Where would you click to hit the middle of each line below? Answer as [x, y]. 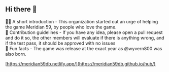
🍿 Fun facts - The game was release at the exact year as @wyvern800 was [84, 48]
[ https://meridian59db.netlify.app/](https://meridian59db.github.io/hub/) [80, 63]
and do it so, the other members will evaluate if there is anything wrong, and [85, 38]
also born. [16, 54]
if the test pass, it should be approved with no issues [60, 43]
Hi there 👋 [21, 9]
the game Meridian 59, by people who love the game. [61, 27]
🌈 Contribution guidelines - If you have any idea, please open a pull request [84, 32]
